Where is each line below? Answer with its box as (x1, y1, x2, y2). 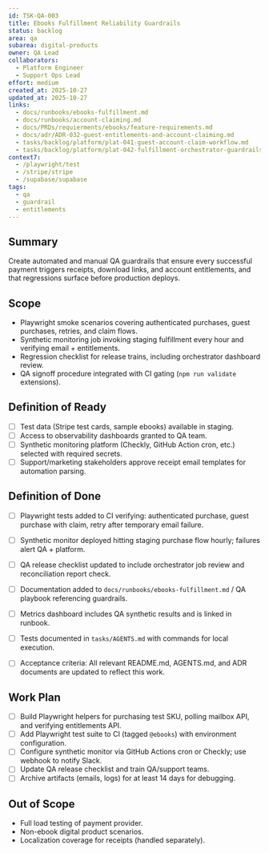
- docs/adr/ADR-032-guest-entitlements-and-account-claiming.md (15, 131, 235, 139)
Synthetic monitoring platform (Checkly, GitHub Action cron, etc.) (19, 440, 235, 449)
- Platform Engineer (15, 64, 84, 72)
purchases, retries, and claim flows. (19, 326, 138, 336)
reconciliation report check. (19, 569, 111, 579)
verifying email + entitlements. (19, 344, 120, 352)
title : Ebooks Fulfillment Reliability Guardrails (8, 19, 181, 27)
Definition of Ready (8, 400, 106, 414)
